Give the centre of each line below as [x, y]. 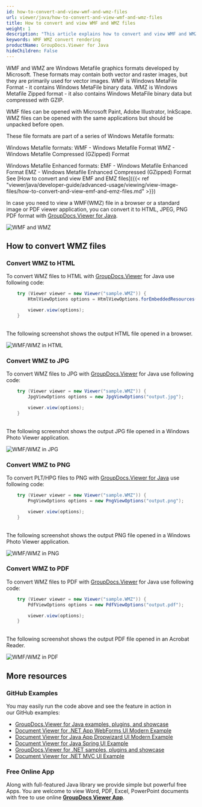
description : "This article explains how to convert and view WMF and [96, 34]
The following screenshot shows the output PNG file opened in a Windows [98, 535]
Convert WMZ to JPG [38, 361]
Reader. [16, 645]
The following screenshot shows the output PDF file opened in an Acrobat [98, 639]
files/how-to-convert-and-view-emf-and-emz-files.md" [75, 191]
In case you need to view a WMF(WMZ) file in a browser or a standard [93, 203]
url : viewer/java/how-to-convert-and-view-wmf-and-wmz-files [84, 17]
